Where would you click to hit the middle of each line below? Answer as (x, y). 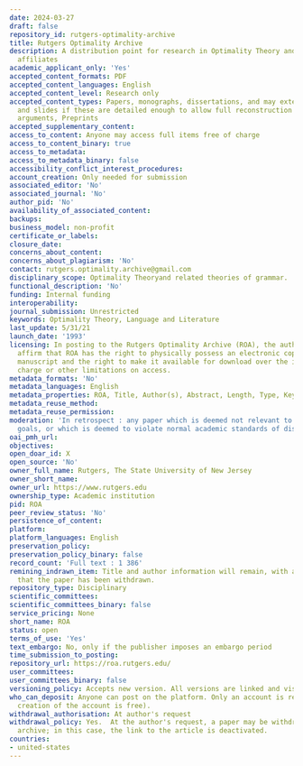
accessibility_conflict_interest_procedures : (96, 169)
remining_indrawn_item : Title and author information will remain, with (149, 571)
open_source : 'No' (44, 462)
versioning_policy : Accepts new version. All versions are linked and (145, 688)
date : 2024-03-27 (42, 18)
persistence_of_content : (56, 521)
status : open (34, 630)
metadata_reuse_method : (54, 404)
